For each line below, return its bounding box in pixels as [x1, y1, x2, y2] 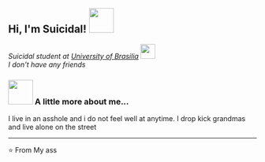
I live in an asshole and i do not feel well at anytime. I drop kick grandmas [8, 114, 246, 123]
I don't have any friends [8, 60, 86, 69]
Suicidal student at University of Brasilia [8, 51, 140, 61]
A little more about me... [34, 96, 129, 107]
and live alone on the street [8, 123, 97, 132]
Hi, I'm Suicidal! [8, 23, 87, 36]
